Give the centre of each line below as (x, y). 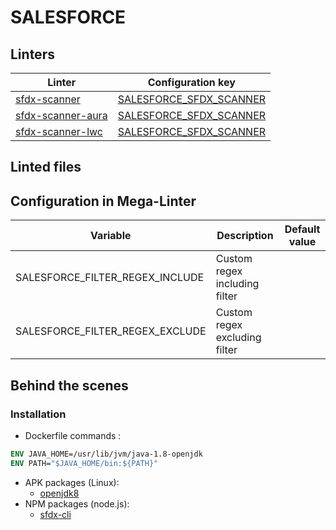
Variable (111, 236)
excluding (238, 338)
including (237, 284)
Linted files (46, 167)
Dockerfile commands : (73, 435)
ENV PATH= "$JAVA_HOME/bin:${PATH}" (84, 463)
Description (245, 236)
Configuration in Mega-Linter (103, 201)
